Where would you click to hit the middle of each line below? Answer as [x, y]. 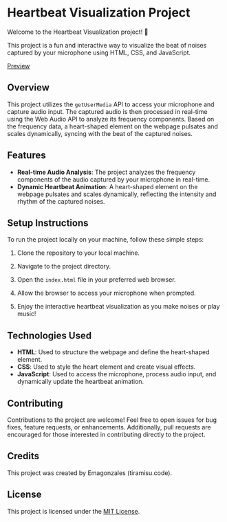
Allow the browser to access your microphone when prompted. [106, 293]
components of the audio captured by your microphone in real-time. [113, 179]
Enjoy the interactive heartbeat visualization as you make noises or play [118, 307]
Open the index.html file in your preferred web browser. [97, 280]
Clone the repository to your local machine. [78, 253]
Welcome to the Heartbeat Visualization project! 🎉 [78, 32]
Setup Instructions [48, 223]
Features [26, 156]
